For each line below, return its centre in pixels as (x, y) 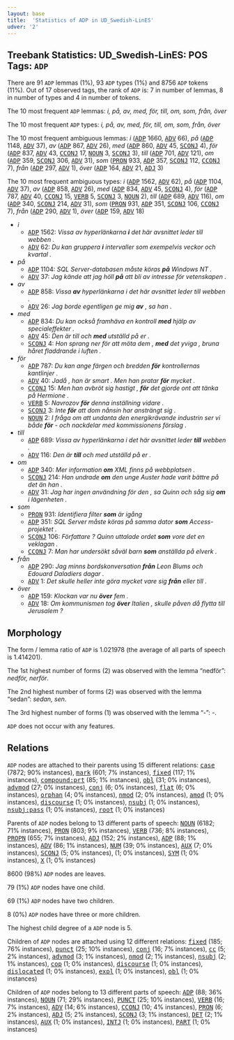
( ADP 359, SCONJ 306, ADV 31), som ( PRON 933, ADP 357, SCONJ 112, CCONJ (114, 161)
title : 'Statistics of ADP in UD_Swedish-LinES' (81, 20)
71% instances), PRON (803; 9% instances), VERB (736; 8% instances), (108, 830)
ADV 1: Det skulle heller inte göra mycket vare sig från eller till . (117, 582)
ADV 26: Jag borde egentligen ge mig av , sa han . (100, 306)
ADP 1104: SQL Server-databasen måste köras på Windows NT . (120, 269)
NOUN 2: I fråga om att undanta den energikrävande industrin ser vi (124, 418)
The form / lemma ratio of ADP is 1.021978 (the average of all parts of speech (116, 650)
